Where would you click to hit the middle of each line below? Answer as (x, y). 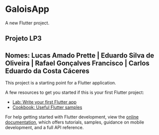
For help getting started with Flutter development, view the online (72, 117)
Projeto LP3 (24, 38)
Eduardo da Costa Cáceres (47, 71)
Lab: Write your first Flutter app (44, 102)
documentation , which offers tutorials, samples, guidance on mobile (75, 122)
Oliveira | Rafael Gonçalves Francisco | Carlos (78, 63)
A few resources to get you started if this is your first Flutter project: (75, 92)
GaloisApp (27, 9)
